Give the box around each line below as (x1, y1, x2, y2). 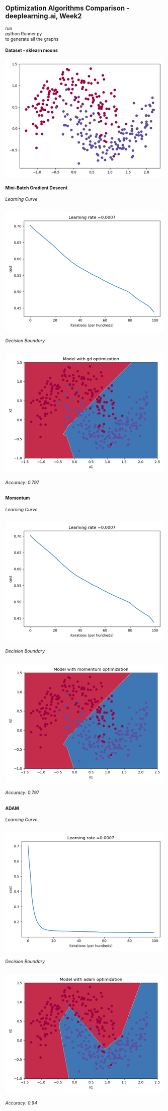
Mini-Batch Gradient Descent (5, 185, 68, 191)
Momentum (5, 495, 30, 501)
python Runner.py (5, 30, 42, 37)
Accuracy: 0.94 (5, 1099, 38, 1106)
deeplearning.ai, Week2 (5, 12, 82, 21)
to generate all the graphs (5, 36, 59, 42)
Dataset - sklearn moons (5, 47, 58, 53)
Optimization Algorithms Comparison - (5, 4, 130, 13)
